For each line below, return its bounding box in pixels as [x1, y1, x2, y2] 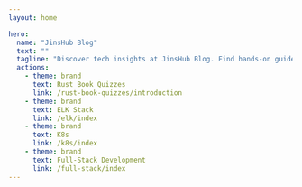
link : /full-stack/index [32, 164, 126, 173]
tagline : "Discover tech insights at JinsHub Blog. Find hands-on [16, 55, 271, 64]
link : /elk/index [32, 114, 98, 123]
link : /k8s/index [32, 139, 98, 148]
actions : [16, 63, 50, 72]
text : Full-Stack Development [32, 155, 146, 164]
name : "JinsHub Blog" [16, 38, 98, 47]
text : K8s [32, 130, 69, 140]
